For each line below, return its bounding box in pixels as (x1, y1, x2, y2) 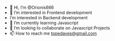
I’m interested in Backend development (9, 15, 88, 20)
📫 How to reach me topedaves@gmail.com (9, 30, 97, 36)
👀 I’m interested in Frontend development (9, 10, 92, 15)
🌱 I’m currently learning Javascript (9, 20, 79, 26)
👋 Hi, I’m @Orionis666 (9, 5, 54, 10)
